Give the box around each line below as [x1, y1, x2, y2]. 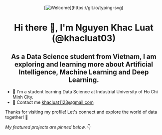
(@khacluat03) [51, 33, 116, 44]
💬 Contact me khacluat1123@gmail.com [12, 99, 94, 105]
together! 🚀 [5, 114, 28, 120]
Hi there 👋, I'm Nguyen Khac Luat [14, 22, 154, 33]
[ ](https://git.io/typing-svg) [44, 5, 124, 10]
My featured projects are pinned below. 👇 [5, 124, 91, 130]
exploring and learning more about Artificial [14, 60, 154, 68]
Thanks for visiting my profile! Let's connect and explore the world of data [5, 109, 158, 115]
